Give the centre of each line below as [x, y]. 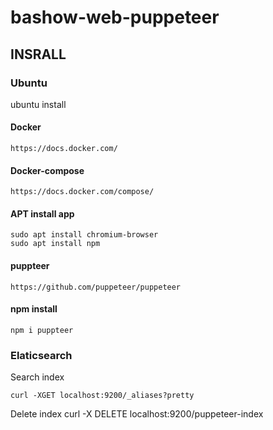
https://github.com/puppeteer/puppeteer [96, 287]
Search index [37, 377]
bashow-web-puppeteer [115, 17]
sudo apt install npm [55, 244]
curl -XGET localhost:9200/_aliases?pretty [102, 396]
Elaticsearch [41, 355]
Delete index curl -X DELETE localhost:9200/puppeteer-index [137, 414]
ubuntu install [38, 104]
